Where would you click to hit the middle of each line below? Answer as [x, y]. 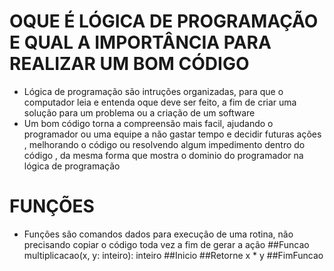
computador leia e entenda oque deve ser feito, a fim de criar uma [160, 102]
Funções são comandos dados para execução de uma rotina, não [158, 234]
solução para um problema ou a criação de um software [139, 112]
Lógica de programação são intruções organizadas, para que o [153, 91]
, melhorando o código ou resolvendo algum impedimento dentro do [164, 144]
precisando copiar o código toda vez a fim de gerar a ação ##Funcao [166, 244]
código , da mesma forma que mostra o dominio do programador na [163, 155]
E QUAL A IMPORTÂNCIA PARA [140, 42]
